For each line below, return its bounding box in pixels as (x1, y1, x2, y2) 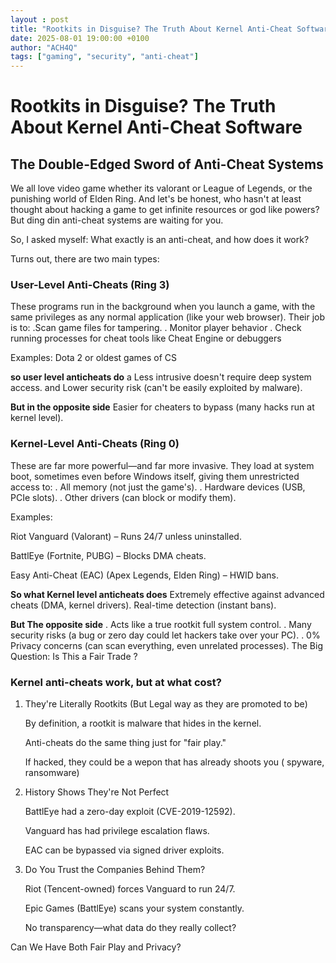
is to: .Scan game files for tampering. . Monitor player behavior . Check (10, 322, 302, 334)
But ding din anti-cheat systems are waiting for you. (10, 214, 224, 226)
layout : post (10, 14, 70, 25)
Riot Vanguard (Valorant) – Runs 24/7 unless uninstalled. (10, 530, 242, 542)
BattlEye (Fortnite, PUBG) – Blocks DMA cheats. (10, 549, 207, 561)
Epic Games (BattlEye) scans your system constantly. (24, 902, 245, 915)
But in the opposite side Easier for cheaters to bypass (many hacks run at (10, 401, 315, 413)
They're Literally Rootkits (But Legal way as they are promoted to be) (24, 698, 308, 710)
